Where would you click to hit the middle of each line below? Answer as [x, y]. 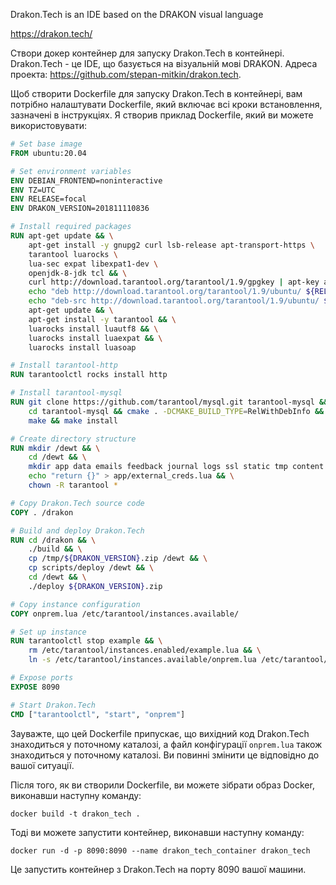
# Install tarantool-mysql [66, 393]
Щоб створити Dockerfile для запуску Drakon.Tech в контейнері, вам [156, 93]
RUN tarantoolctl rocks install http [89, 375]
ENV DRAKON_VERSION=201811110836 [80, 209]
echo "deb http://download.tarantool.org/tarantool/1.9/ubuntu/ [165, 292]
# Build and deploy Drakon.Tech [77, 530]
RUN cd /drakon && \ [53, 540]
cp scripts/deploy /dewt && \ [91, 568]
